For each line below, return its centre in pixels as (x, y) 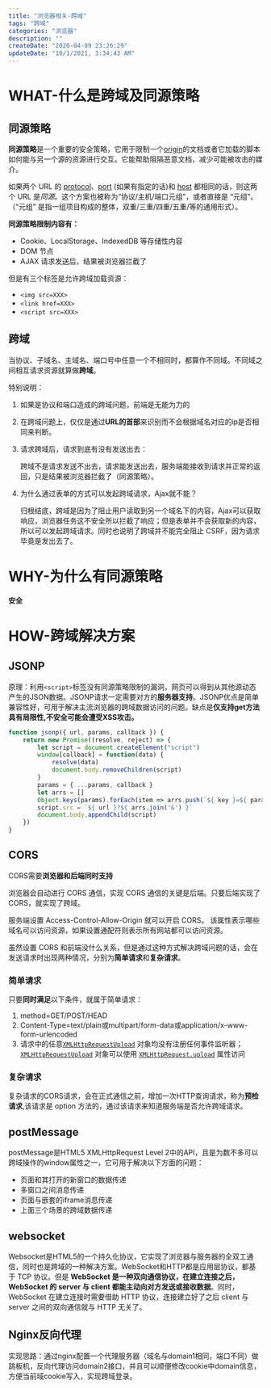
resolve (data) (75, 763)
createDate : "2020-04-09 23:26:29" (68, 46)
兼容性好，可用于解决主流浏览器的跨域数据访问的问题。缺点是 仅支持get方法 (134, 707)
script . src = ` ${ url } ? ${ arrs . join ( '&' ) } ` (115, 808)
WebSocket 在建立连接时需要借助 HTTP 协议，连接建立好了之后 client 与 (129, 1297)
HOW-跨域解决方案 (72, 636)
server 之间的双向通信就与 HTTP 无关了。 (77, 1307)
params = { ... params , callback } (95, 784)
